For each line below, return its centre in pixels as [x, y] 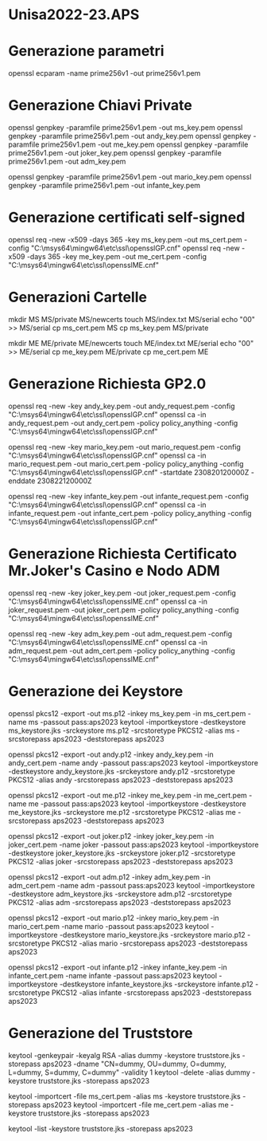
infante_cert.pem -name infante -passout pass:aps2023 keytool [112, 975]
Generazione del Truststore [101, 1033]
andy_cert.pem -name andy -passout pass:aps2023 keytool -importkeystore [133, 762]
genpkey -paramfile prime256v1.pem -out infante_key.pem [104, 186]
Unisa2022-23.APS [74, 15]
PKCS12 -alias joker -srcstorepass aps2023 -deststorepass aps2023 [121, 861]
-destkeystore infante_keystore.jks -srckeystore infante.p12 [157, 984]
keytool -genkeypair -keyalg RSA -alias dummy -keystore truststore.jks [124, 1055]
